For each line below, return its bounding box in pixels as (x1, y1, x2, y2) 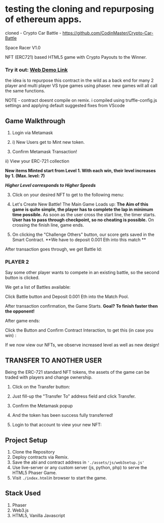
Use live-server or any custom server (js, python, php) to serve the (12, 464, 147, 470)
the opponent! (5, 308, 35, 314)
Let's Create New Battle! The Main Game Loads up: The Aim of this (12, 202, 148, 207)
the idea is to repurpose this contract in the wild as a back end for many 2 (5, 77, 154, 84)
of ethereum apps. (5, 14, 82, 25)
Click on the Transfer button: (12, 384, 70, 390)
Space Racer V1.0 (5, 45, 41, 50)
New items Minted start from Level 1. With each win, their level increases (5, 168, 156, 174)
